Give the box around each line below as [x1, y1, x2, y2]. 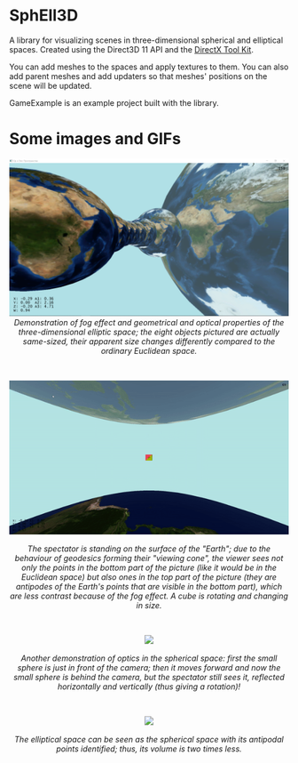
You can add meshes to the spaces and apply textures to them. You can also [9, 61, 289, 72]
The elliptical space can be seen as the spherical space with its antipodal [14, 734, 284, 744]
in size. [136, 599, 162, 610]
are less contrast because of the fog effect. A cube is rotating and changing [10, 590, 288, 601]
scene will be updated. [9, 80, 92, 91]
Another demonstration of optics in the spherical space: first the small [20, 653, 278, 663]
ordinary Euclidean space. [100, 346, 198, 357]
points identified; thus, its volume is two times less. [56, 743, 242, 754]
